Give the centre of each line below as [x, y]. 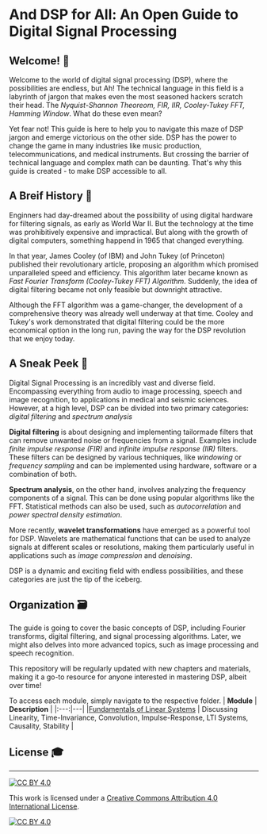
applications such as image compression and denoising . [101, 555]
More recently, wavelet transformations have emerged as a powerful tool [130, 530]
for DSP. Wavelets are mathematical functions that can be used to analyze [130, 538]
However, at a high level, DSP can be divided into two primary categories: [129, 408]
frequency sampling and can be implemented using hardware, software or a [133, 465]
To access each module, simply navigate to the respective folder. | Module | [133, 701]
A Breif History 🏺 [51, 196]
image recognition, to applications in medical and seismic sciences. [119, 399]
